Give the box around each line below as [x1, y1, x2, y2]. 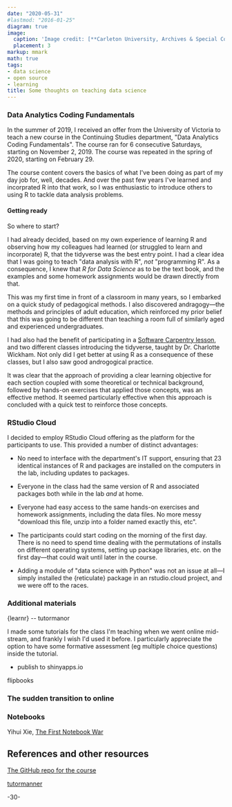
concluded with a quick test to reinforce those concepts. [7, 400, 168, 409]
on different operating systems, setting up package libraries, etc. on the [17, 546, 222, 554]
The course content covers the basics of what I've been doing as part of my [7, 169, 223, 177]
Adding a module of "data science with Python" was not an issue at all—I [17, 566, 225, 575]
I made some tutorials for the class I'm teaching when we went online [7, 627, 204, 636]
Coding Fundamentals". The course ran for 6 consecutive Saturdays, [7, 140, 202, 149]
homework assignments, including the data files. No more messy [17, 510, 202, 519]
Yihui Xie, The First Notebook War [7, 727, 104, 736]
